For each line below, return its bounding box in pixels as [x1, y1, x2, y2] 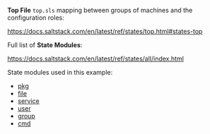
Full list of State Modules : [7, 41, 83, 49]
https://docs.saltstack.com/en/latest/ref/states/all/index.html [7, 54, 184, 63]
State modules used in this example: [7, 68, 113, 76]
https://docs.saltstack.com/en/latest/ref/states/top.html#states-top [7, 28, 203, 35]
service [17, 97, 40, 105]
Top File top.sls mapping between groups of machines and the [7, 6, 193, 14]
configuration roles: [7, 13, 65, 22]
